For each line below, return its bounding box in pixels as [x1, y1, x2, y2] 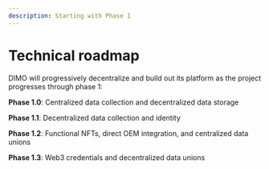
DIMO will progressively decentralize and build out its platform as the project [8, 73, 262, 83]
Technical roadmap [8, 46, 140, 64]
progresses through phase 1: [8, 81, 103, 91]
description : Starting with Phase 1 [8, 11, 131, 20]
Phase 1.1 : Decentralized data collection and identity [8, 113, 181, 122]
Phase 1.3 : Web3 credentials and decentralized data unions [8, 152, 206, 162]
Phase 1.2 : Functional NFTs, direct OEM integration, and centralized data [8, 128, 249, 138]
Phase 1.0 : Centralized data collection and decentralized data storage [8, 97, 239, 107]
